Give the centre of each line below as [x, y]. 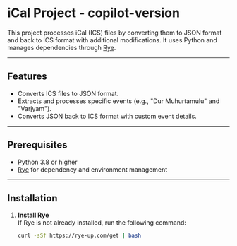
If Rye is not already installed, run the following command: [102, 223]
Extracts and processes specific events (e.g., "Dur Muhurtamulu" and [119, 101]
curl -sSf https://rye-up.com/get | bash [79, 236]
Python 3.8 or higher [47, 162]
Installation [32, 198]
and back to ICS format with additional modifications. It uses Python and [112, 40]
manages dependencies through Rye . [62, 47]
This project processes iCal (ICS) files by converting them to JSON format [115, 33]
